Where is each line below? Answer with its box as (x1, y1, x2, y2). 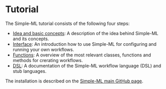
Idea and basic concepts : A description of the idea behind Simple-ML (12, 30, 159, 36)
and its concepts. (12, 36, 49, 42)
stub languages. (12, 68, 47, 74)
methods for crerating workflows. (12, 57, 83, 63)
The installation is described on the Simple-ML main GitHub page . (5, 78, 144, 84)
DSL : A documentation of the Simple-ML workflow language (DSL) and (12, 63, 161, 69)
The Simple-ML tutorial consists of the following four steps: (5, 20, 130, 26)
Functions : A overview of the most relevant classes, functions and (12, 52, 151, 58)
